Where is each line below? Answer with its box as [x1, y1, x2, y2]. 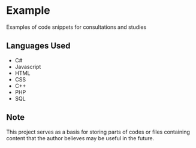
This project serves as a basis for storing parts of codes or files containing [6, 128, 191, 135]
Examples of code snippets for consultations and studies [6, 23, 147, 31]
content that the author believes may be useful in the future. [6, 134, 155, 141]
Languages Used [6, 41, 71, 51]
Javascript [14, 63, 41, 70]
